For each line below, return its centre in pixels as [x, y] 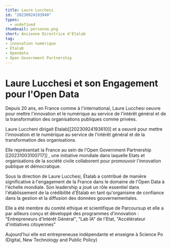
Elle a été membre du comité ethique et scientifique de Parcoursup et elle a [84, 208]
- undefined [23, 24]
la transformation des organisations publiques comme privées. [71, 119]
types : [12, 20]
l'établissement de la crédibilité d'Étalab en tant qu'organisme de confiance [85, 193]
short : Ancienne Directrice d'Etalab [46, 34]
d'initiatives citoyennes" [31, 224]
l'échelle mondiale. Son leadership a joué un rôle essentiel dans [72, 187]
